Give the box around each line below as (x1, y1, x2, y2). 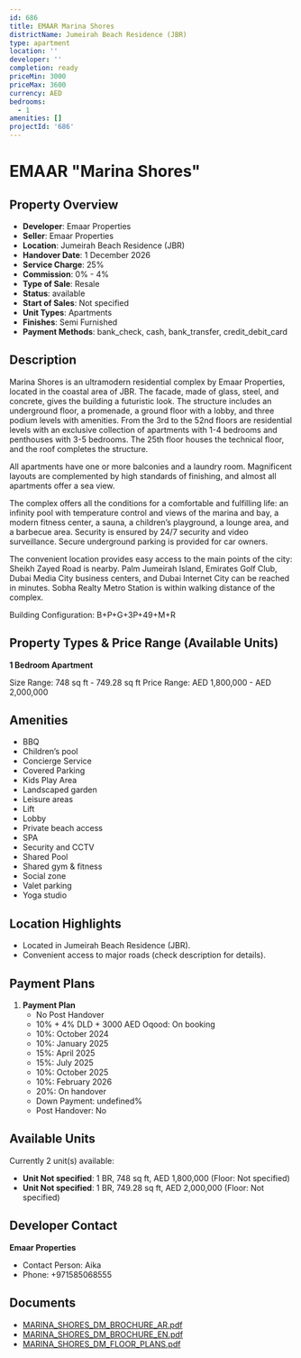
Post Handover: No (35, 1105, 106, 1116)
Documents (9, 1296, 77, 1311)
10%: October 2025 (35, 1067, 109, 1078)
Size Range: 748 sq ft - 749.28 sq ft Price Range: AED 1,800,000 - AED (9, 677, 272, 688)
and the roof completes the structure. (9, 443, 149, 454)
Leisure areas (22, 794, 74, 805)
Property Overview (9, 197, 119, 212)
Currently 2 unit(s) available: (9, 1155, 114, 1166)
